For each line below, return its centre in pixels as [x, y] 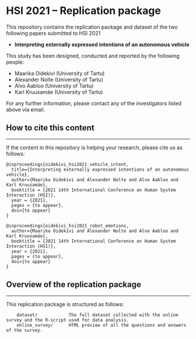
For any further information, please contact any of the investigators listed [94, 103]
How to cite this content [50, 128]
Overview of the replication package [73, 285]
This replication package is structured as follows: [65, 304]
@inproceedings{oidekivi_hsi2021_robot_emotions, [68, 226]
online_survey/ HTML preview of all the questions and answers [101, 325]
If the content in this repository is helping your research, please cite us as [94, 147]
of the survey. [24, 330]
